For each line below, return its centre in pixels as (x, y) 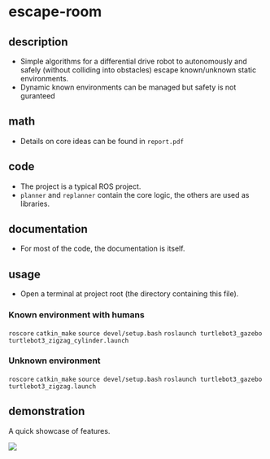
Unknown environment (54, 361)
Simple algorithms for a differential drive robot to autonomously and (134, 61)
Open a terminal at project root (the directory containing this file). (129, 294)
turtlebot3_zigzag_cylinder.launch (69, 340)
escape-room (55, 12)
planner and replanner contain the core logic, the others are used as (135, 195)
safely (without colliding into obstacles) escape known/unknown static (138, 70)
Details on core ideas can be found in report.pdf (102, 141)
